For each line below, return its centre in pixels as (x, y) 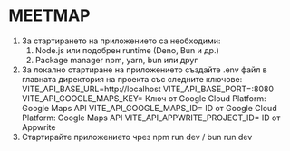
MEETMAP (49, 16)
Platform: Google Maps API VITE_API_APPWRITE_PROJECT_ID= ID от (151, 118)
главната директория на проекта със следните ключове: (132, 79)
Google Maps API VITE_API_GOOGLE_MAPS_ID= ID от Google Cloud (149, 108)
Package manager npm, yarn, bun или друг (116, 60)
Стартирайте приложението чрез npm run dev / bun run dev (137, 137)
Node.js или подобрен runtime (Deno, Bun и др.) (127, 50)
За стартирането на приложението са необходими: (121, 41)
